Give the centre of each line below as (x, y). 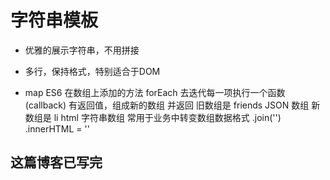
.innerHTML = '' (57, 128)
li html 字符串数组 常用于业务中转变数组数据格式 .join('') (167, 117)
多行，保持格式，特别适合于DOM (92, 71)
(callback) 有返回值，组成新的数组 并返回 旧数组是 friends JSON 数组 (167, 105)
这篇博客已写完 (56, 162)
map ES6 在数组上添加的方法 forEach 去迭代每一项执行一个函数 (155, 92)
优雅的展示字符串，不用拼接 (82, 50)
